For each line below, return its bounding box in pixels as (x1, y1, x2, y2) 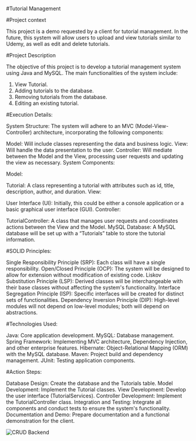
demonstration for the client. (6, 417, 75, 424)
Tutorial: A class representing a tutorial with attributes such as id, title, (6, 182, 175, 189)
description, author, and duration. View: (6, 188, 102, 195)
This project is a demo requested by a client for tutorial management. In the (6, 28, 188, 35)
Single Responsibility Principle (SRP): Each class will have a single (6, 259, 165, 266)
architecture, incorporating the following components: (33, 129, 164, 136)
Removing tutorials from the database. (14, 94, 107, 100)
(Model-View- (134, 123, 169, 129)
